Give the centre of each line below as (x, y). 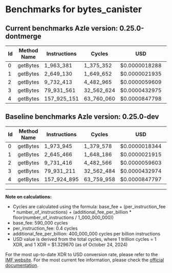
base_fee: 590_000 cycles (40, 222)
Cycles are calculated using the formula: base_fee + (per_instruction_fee (89, 206)
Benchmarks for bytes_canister (74, 9)
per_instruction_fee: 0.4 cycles (45, 228)
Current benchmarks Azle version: (62, 28)
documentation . (22, 265)
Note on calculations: (29, 196)
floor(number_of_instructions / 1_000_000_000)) (63, 217)
